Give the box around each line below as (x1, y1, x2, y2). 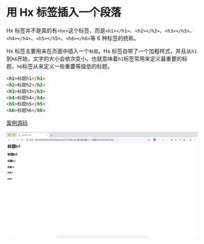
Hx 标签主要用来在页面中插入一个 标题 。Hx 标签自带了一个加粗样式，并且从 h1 (6, 47, 197, 55)
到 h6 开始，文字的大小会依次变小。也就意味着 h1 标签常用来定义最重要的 (6, 55, 182, 62)
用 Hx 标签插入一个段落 (6, 5, 121, 19)
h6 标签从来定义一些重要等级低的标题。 (17, 62, 114, 70)
